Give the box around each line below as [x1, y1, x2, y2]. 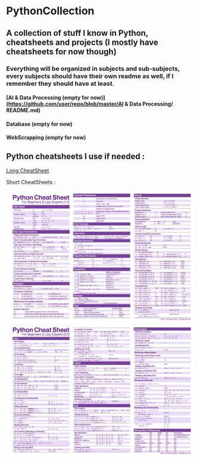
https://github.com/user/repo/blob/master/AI [8, 100, 124, 108]
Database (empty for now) [6, 120, 73, 128]
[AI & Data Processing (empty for [6, 94, 89, 101]
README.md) [6, 107, 41, 114]
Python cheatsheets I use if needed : [6, 151, 145, 162]
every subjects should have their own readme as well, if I [6, 72, 174, 80]
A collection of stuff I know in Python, [6, 28, 149, 38]
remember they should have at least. [6, 79, 115, 88]
